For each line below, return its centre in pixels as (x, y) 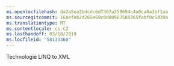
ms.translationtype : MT (36, 23)
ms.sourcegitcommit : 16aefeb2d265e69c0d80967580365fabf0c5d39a (87, 17)
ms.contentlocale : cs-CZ (37, 28)
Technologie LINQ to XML (38, 57)
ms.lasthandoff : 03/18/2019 (42, 34)
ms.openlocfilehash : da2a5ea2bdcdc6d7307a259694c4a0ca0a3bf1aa (87, 12)
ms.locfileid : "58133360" (39, 40)
